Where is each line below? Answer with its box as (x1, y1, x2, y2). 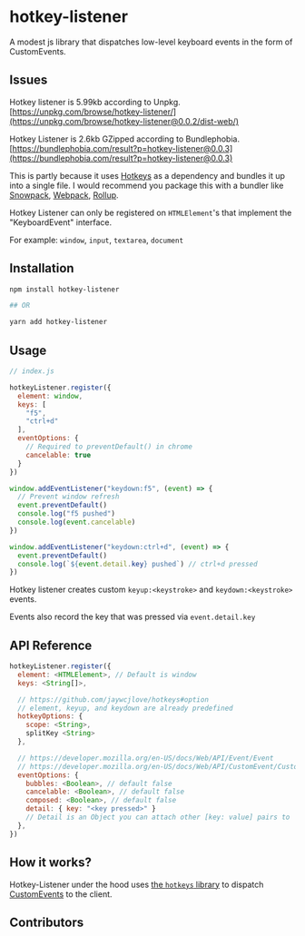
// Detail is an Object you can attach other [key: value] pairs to (25, 813, 290, 823)
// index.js (9, 367, 54, 376)
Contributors (9, 914, 84, 930)
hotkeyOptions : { (17, 712, 84, 721)
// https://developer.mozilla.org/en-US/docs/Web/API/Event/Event (17, 754, 274, 763)
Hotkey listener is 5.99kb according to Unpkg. (9, 96, 182, 107)
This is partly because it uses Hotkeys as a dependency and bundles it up (9, 170, 286, 181)
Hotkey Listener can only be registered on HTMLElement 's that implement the (9, 207, 292, 218)
